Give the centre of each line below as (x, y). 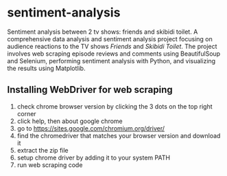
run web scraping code (50, 165)
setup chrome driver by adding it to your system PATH (93, 157)
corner (26, 113)
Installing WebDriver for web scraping (90, 90)
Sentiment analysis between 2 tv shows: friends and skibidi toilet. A (103, 32)
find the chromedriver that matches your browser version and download (119, 135)
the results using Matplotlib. (46, 68)
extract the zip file (43, 150)
